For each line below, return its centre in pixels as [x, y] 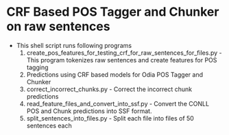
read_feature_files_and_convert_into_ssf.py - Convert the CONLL [118, 103]
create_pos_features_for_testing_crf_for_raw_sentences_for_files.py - [124, 53]
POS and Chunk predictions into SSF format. [89, 111]
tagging [37, 67]
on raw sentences [58, 26]
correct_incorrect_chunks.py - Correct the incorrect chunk [109, 89]
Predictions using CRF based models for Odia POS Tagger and [115, 74]
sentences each [49, 125]
